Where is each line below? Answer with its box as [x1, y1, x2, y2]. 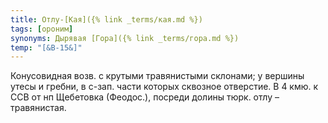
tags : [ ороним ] [10, 24, 74, 34]
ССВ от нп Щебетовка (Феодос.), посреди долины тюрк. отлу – [10, 91, 280, 103]
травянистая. [10, 102, 67, 114]
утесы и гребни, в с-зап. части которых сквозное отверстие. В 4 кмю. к [10, 81, 319, 93]
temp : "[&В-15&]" [10, 42, 83, 53]
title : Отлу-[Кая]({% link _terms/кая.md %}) [10, 14, 203, 25]
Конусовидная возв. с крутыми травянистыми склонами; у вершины [10, 70, 305, 82]
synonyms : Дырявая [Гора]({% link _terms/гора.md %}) [10, 33, 240, 43]
